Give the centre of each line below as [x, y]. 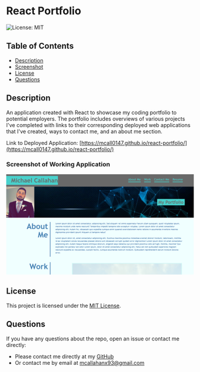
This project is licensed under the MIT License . [64, 305]
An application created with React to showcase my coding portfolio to [91, 112]
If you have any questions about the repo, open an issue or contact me [93, 338]
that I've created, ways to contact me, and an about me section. [84, 131]
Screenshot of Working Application [58, 165]
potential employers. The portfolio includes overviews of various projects [96, 119]
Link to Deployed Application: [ [44, 143]
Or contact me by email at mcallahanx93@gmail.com [79, 362]
